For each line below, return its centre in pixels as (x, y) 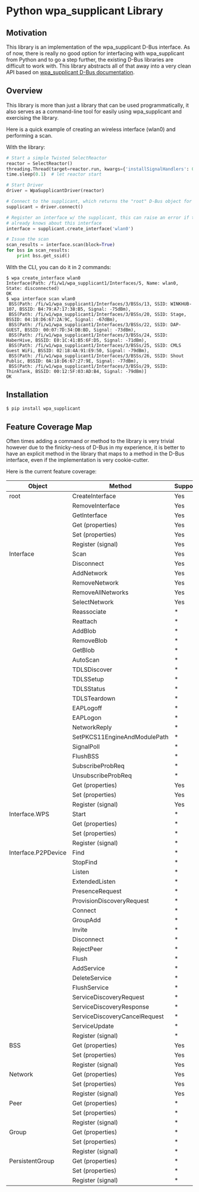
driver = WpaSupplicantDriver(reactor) (55, 191)
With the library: (26, 147)
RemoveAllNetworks (100, 592)
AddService (89, 968)
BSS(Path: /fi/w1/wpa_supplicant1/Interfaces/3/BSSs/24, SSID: (88, 335)
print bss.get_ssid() (43, 256)
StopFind (85, 862)
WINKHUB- (181, 304)
